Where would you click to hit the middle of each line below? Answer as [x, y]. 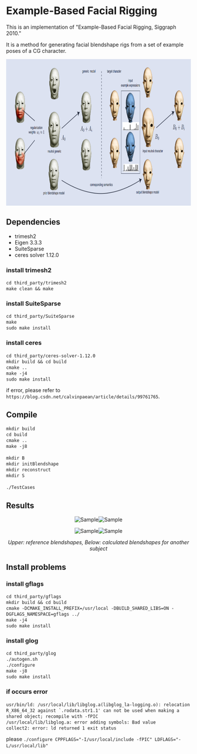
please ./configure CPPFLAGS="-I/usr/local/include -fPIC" [79, 739]
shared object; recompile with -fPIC [52, 716]
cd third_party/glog [31, 654]
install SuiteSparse [34, 303]
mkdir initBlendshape [33, 464]
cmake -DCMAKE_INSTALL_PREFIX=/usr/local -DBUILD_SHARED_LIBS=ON [87, 608]
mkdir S [16, 476]
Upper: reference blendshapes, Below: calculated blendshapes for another [98, 542]
